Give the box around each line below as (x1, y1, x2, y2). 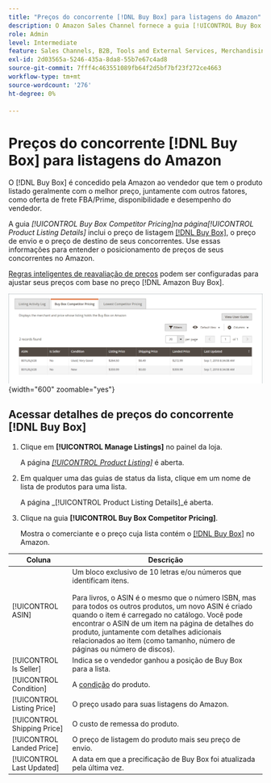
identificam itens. (72, 576, 129, 585)
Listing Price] (11, 703, 56, 714)
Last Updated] (11, 763, 60, 773)
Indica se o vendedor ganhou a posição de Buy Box (72, 655, 243, 665)
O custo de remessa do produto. (72, 719, 180, 729)
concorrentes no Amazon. (8, 253, 95, 263)
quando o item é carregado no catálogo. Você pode (72, 609, 244, 619)
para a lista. (72, 664, 111, 673)
